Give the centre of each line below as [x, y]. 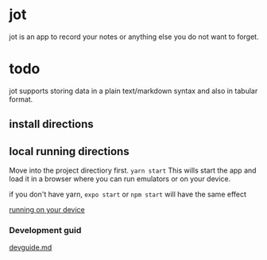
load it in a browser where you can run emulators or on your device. [120, 179]
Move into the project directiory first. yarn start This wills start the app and [133, 171]
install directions [51, 124]
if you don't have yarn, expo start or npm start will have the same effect [128, 194]
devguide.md [31, 247]
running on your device [47, 210]
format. [21, 99]
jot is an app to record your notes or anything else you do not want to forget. [134, 37]
